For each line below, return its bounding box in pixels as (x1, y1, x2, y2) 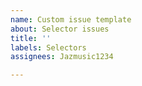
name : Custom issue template (10, 14, 132, 25)
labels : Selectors (10, 42, 87, 53)
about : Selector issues (10, 24, 110, 34)
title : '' (10, 33, 52, 43)
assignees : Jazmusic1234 (10, 52, 114, 62)
